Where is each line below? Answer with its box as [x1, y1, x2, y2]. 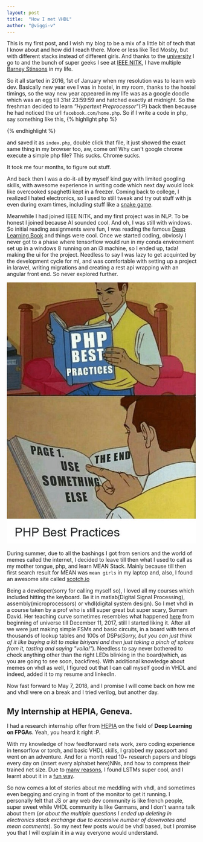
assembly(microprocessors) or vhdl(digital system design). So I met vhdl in [7, 600, 194, 607]
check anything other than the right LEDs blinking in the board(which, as [7, 651, 187, 658]
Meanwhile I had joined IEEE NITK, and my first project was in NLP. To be [7, 213, 189, 220]
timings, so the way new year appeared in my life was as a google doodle [7, 90, 190, 97]
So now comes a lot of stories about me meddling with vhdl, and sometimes [7, 784, 196, 791]
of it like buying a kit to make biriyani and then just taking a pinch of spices [7, 638, 194, 646]
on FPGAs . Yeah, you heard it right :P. [7, 728, 101, 736]
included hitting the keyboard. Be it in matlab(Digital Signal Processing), [7, 594, 185, 601]
